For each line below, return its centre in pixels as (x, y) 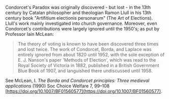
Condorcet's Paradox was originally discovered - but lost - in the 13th (78, 7)
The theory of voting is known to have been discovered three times (88, 44)
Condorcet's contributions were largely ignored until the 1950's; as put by (82, 29)
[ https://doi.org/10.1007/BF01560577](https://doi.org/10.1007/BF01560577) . (84, 91)
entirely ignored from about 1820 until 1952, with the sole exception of (91, 55)
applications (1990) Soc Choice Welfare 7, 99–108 (58, 86)
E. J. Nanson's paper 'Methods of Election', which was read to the (87, 60)
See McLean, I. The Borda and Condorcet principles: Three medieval (77, 81)
